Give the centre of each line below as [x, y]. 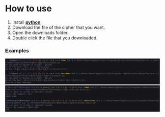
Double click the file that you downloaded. [55, 38]
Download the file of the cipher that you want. [58, 27]
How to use [28, 9]
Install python [26, 22]
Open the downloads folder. [40, 32]
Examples [17, 51]
